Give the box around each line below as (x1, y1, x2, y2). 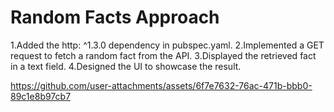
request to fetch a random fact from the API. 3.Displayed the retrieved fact (10, 49, 317, 61)
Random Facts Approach (10, 6, 220, 29)
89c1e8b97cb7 (10, 90, 72, 102)
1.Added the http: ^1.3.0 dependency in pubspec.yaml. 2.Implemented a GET (10, 39, 325, 51)
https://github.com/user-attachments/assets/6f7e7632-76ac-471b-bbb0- (10, 79, 313, 91)
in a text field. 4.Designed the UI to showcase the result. (10, 60, 242, 72)
